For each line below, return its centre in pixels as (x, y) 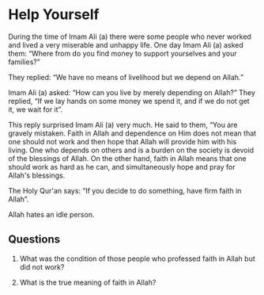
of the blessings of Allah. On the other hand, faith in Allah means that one (127, 158)
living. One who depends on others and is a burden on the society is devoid (131, 150)
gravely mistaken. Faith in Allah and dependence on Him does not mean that (132, 133)
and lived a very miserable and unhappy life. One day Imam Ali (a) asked (126, 44)
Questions (34, 239)
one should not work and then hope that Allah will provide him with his (123, 141)
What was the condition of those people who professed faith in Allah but (137, 259)
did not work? (42, 266)
